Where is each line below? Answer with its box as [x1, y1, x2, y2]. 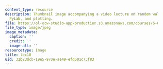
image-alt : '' [9, 43, 38, 48]
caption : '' [9, 34, 34, 39]
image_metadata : [5, 30, 38, 34]
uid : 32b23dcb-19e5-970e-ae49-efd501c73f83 [5, 57, 95, 62]
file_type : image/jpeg [5, 25, 51, 30]
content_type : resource [5, 7, 53, 12]
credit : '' [9, 39, 32, 44]
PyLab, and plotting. [9, 16, 53, 21]
